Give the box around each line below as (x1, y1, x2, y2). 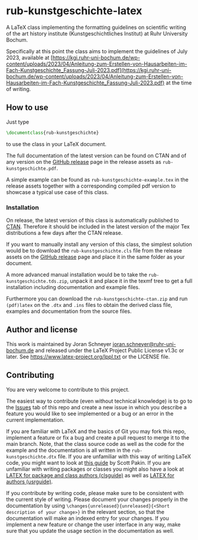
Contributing (6, 370, 54, 380)
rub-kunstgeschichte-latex (6, 4, 142, 18)
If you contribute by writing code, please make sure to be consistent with (6, 489, 184, 496)
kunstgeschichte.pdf (6, 166, 57, 172)
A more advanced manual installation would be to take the (6, 271, 148, 278)
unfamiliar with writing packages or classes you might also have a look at (6, 465, 184, 473)
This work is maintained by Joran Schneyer (6, 340, 112, 347)
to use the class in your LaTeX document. (6, 140, 107, 147)
